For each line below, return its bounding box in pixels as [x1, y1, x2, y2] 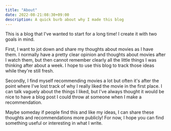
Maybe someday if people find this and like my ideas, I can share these [5, 109, 154, 115]
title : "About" [5, 7, 38, 13]
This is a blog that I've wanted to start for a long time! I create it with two [5, 31, 157, 37]
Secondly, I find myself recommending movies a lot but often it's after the [5, 77, 159, 84]
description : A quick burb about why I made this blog [5, 17, 124, 22]
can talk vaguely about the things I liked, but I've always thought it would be [5, 89, 164, 95]
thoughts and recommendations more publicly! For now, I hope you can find [5, 115, 164, 121]
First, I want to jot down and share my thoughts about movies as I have [5, 46, 154, 53]
